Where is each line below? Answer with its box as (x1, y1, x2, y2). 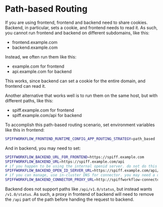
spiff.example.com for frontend (12, 107, 74, 113)
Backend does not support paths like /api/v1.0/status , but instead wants (5, 186, 152, 192)
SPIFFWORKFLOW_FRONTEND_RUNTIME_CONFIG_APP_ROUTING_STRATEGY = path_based (5, 136, 155, 141)
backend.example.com (12, 44, 58, 50)
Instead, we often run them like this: (5, 54, 77, 59)
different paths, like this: (5, 97, 53, 103)
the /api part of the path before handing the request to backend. (5, 196, 134, 203)
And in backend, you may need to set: (5, 145, 81, 151)
